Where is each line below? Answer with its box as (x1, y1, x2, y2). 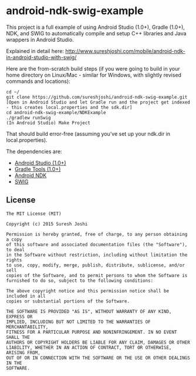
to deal (6, 247, 25, 252)
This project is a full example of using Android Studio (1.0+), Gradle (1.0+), (6, 24, 185, 31)
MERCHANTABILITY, (6, 324, 49, 330)
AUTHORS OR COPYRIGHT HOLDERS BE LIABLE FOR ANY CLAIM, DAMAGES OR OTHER (6, 340, 191, 345)
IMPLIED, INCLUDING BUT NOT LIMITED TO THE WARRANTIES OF (6, 319, 151, 325)
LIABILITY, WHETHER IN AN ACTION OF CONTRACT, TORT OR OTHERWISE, (6, 344, 172, 351)
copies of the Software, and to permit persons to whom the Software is (6, 272, 188, 278)
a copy (6, 237, 22, 242)
